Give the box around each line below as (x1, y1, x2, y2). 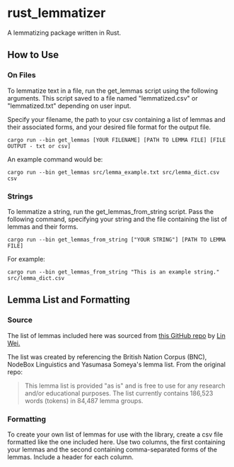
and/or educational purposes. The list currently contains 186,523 (24, 388, 213, 398)
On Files (7, 70, 37, 80)
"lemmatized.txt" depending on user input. (7, 101, 131, 110)
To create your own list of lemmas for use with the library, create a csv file (7, 430, 223, 439)
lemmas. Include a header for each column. (7, 452, 134, 461)
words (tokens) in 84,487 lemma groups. (24, 396, 144, 405)
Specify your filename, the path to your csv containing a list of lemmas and (7, 115, 226, 123)
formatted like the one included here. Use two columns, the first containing (7, 437, 226, 446)
